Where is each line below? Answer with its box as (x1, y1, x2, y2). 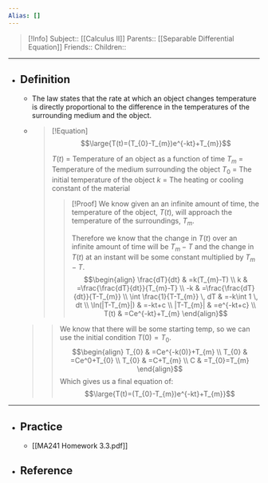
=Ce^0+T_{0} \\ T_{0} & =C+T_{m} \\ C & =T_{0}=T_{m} (70, 356, 250, 366)
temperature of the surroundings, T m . (71, 216, 195, 228)
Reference (19, 464, 73, 477)
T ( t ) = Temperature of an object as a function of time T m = (51, 154, 243, 166)
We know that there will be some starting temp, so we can (59, 324, 250, 334)
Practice (19, 420, 63, 434)
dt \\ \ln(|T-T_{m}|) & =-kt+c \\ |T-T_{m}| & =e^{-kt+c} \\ (75, 300, 257, 310)
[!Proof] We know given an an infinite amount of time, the (71, 199, 259, 208)
